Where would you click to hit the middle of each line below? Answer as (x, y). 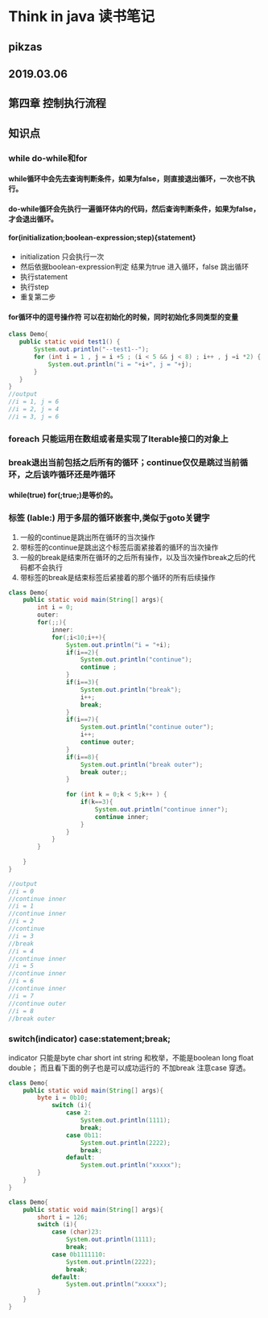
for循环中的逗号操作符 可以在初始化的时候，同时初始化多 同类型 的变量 (124, 317)
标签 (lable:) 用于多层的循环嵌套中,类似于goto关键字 (109, 518)
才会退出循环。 (33, 219)
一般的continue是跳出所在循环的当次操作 (87, 537)
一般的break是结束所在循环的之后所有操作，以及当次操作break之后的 (134, 557)
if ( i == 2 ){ (82, 653)
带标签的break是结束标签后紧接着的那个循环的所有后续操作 (118, 577)
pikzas (25, 46)
